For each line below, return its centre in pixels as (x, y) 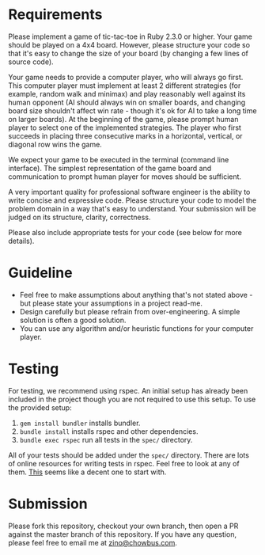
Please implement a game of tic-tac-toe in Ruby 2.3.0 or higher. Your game (131, 36)
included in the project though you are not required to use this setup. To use (132, 399)
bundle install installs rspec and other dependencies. (109, 431)
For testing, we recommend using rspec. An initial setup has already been (128, 390)
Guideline (40, 273)
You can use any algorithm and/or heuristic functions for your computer (136, 328)
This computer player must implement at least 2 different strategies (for (125, 86)
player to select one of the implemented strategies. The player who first (125, 127)
